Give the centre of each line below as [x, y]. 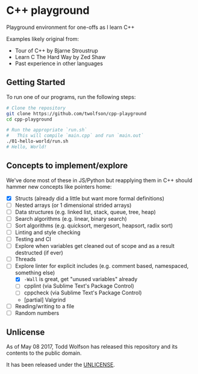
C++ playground [48, 11]
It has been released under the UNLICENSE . [61, 365]
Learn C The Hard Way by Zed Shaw [60, 57]
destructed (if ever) [39, 253]
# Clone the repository [36, 108]
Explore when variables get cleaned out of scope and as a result [94, 246]
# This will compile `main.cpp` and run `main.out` [75, 136]
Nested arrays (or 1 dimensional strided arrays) [73, 205]
